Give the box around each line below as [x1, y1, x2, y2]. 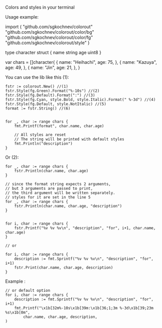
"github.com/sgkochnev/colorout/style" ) [5, 40, 90, 46]
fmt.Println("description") [14, 141, 73, 146]
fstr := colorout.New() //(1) [5, 84, 69, 89]
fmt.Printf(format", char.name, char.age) [14, 124, 104, 129]
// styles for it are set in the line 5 [5, 195, 91, 200]
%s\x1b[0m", [5, 310, 30, 315]
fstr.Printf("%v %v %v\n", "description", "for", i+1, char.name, [14, 226, 156, 231]
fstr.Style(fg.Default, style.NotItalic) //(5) [5, 101, 107, 106]
